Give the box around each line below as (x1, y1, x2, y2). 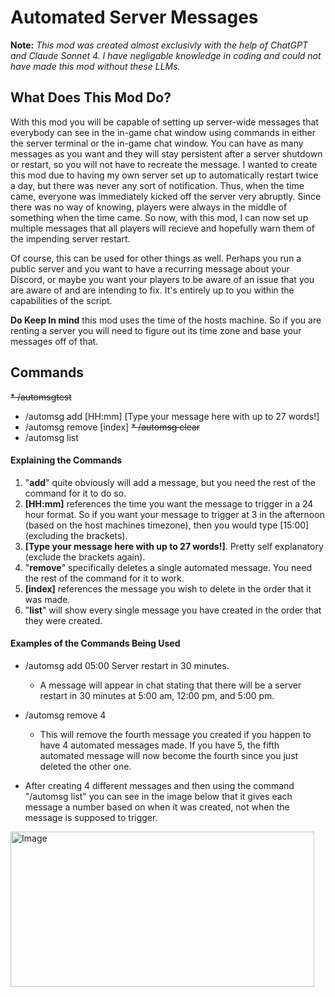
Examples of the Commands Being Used (10, 637, 181, 650)
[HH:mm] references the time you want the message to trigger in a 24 (24, 497, 314, 510)
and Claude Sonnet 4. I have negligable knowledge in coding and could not (10, 49, 322, 61)
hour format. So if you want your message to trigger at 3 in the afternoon (24, 508, 325, 520)
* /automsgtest (10, 391, 72, 403)
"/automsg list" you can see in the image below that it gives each (24, 790, 293, 802)
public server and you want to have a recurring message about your (10, 262, 290, 275)
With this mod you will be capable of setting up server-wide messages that (10, 116, 319, 128)
